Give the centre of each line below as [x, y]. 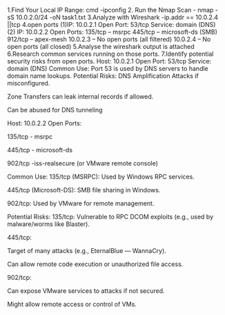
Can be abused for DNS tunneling [55, 110]
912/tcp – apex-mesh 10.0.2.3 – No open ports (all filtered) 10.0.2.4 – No [109, 39]
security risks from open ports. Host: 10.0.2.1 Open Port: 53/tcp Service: [109, 61]
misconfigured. [29, 83]
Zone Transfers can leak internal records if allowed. [80, 96]
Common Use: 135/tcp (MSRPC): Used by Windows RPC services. [101, 176]
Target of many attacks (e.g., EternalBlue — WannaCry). [87, 251]
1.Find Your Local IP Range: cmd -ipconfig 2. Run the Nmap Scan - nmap [110, 10]
